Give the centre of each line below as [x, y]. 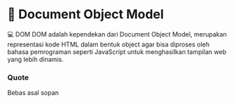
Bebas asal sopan [33, 93]
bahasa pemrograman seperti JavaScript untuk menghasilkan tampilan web [117, 51]
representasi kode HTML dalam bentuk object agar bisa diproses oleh [109, 44]
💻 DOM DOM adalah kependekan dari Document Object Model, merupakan [117, 34]
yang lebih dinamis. [36, 59]
